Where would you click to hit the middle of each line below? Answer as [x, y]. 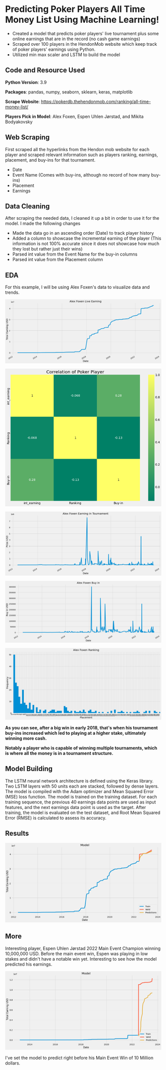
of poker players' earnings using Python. [54, 49]
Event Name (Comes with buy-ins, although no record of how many [81, 175]
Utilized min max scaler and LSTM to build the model [66, 54]
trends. [12, 292]
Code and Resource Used [45, 70]
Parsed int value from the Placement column [57, 260]
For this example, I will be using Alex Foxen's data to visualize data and [78, 287]
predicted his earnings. [29, 964]
